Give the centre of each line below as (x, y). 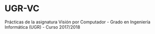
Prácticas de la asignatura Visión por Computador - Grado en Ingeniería (78, 22)
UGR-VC (22, 8)
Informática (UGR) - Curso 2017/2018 (42, 27)
